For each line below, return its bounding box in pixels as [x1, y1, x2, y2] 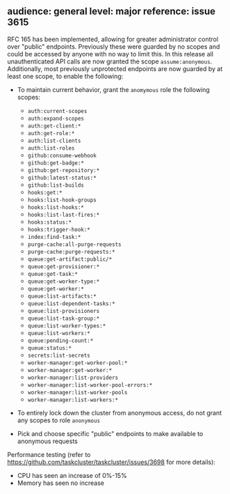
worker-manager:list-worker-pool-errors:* [27, 381, 153, 389]
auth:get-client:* [27, 122, 81, 130]
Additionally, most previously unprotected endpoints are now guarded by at [7, 64, 223, 72]
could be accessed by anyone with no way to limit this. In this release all [7, 49, 214, 58]
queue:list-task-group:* [27, 315, 100, 322]
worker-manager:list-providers [27, 374, 119, 381]
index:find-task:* [27, 233, 81, 240]
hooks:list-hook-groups [27, 196, 97, 203]
